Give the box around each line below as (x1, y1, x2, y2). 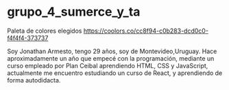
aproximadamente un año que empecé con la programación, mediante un (7, 54, 215, 62)
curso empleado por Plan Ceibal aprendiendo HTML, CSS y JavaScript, (7, 61, 208, 70)
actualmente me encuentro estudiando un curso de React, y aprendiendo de (7, 69, 223, 77)
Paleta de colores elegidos (7, 27, 82, 35)
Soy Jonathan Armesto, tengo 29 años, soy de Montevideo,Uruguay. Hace (7, 47, 217, 55)
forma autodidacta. (7, 76, 61, 84)
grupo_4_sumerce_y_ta (7, 4, 141, 20)
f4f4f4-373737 (7, 33, 49, 42)
